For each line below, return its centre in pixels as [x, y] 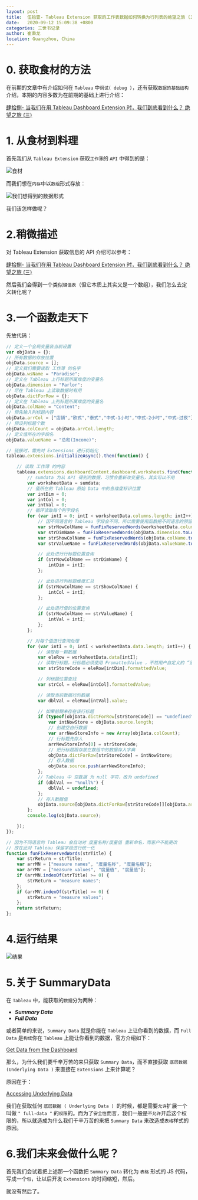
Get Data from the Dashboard [42, 1049]
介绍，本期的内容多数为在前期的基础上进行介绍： [65, 94]
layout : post [22, 12]
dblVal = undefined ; [73, 788]
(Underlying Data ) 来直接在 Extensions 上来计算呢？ [71, 1069]
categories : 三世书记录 [33, 28]
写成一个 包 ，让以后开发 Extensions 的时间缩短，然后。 [72, 1179]
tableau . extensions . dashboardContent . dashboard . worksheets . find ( [99, 472]
